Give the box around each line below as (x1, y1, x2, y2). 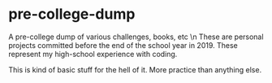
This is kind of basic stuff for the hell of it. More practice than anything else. (8, 64, 262, 74)
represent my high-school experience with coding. (8, 49, 178, 59)
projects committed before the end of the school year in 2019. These (8, 40, 238, 50)
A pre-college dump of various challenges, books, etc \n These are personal (8, 32, 264, 41)
